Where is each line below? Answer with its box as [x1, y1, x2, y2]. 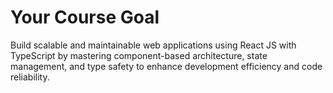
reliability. [10, 71, 50, 83]
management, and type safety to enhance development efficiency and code [10, 60, 323, 72]
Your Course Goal [10, 6, 160, 29]
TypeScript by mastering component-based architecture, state [10, 49, 268, 61]
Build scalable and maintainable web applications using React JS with [10, 39, 297, 51]
